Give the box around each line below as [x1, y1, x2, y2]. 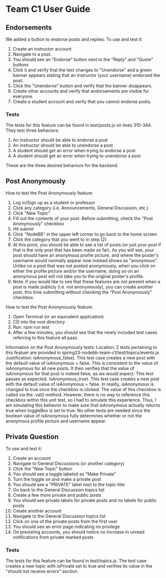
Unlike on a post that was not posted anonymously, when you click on [12, 263, 156, 269]
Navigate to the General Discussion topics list [12, 513, 106, 519]
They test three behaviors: [5, 127, 59, 133]
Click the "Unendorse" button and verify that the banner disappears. [12, 83, 153, 89]
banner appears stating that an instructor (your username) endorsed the [12, 72, 161, 78]
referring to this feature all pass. [12, 335, 79, 341]
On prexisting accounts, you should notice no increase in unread [12, 529, 145, 535]
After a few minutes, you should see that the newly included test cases [12, 330, 158, 336]
